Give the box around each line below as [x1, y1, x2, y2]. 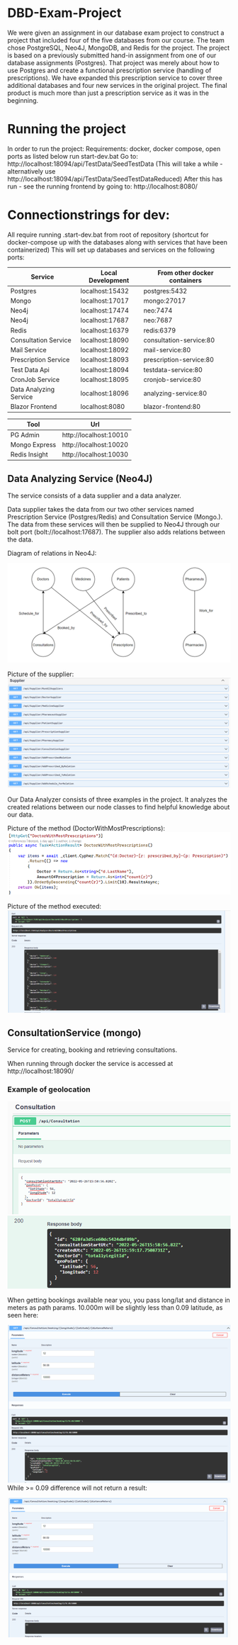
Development [88, 276, 130, 285]
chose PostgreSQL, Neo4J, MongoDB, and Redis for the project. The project [7, 43, 230, 52]
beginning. [7, 96, 39, 104]
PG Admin [10, 430, 40, 439]
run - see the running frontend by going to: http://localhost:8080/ [7, 182, 198, 191]
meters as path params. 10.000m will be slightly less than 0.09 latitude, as [7, 1303, 223, 1312]
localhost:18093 [80, 356, 129, 364]
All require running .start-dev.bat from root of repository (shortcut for [7, 230, 209, 239]
